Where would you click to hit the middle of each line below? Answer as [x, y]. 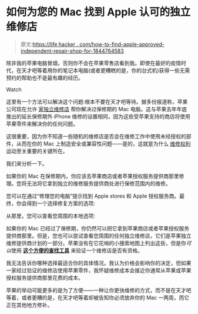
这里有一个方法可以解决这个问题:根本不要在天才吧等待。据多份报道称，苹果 [97, 101]
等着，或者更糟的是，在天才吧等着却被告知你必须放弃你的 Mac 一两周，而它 [98, 298]
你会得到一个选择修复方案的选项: [56, 203]
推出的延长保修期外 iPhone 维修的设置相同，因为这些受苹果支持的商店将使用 [98, 116]
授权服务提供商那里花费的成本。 [45, 277]
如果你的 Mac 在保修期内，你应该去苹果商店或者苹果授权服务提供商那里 [93, 176]
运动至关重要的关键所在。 [37, 151]
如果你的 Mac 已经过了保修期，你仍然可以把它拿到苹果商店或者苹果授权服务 [98, 228]
